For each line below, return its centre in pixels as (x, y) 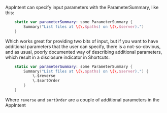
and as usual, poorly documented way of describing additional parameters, (84, 52)
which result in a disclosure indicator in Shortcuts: (58, 57)
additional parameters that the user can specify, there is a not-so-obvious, (83, 46)
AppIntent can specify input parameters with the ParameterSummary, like (82, 7)
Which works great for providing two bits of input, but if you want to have (82, 41)
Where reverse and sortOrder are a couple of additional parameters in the (82, 100)
